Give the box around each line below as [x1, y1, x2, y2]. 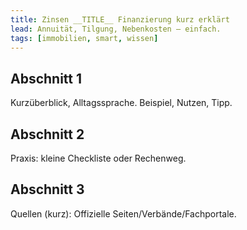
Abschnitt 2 [10, 126, 85, 143]
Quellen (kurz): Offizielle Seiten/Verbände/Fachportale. [10, 207, 237, 220]
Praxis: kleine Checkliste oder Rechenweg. [10, 152, 187, 164]
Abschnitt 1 [10, 70, 83, 87]
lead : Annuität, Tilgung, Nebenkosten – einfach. [10, 24, 222, 34]
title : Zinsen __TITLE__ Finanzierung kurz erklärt [10, 14, 230, 25]
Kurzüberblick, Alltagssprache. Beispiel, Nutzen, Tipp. [10, 97, 233, 109]
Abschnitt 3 [10, 181, 85, 198]
